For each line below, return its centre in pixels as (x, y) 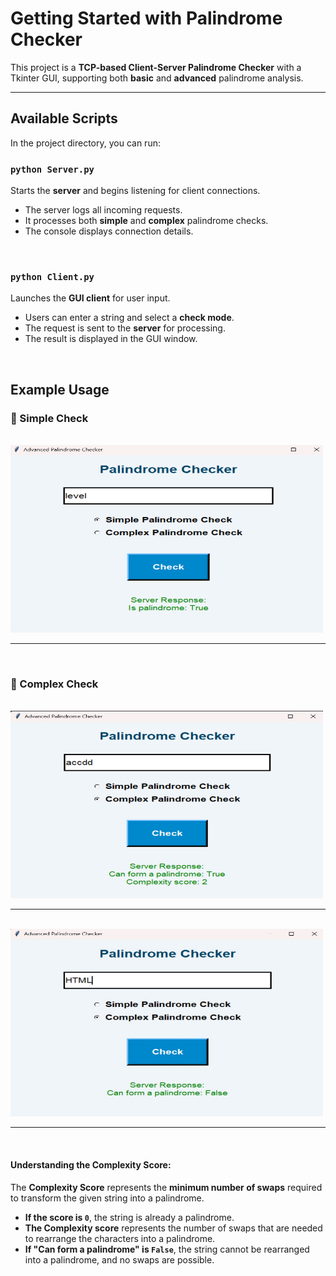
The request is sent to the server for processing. (125, 328)
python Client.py (52, 276)
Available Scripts (64, 118)
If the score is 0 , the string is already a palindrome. (129, 1217)
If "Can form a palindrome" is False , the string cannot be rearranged (167, 1249)
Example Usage (60, 389)
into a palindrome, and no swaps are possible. (119, 1259)
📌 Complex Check (54, 684)
